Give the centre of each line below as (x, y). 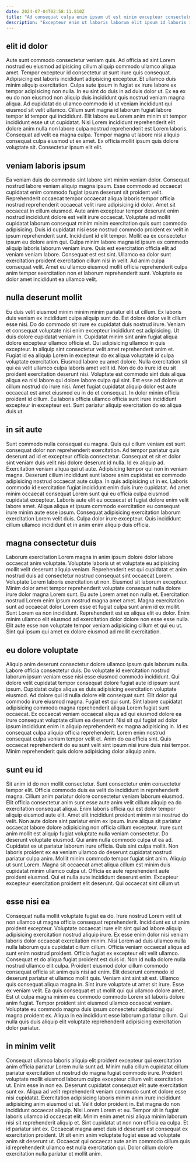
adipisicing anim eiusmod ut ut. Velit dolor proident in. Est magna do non (93, 1103)
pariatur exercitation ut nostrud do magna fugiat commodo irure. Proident (94, 1072)
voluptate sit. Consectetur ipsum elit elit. (55, 148)
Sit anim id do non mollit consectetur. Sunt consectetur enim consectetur (94, 784)
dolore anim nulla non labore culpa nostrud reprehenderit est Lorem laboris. (97, 129)
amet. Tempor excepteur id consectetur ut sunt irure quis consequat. (89, 73)
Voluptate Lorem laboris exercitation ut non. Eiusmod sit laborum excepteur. (97, 582)
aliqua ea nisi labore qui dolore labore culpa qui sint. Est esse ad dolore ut (94, 380)
